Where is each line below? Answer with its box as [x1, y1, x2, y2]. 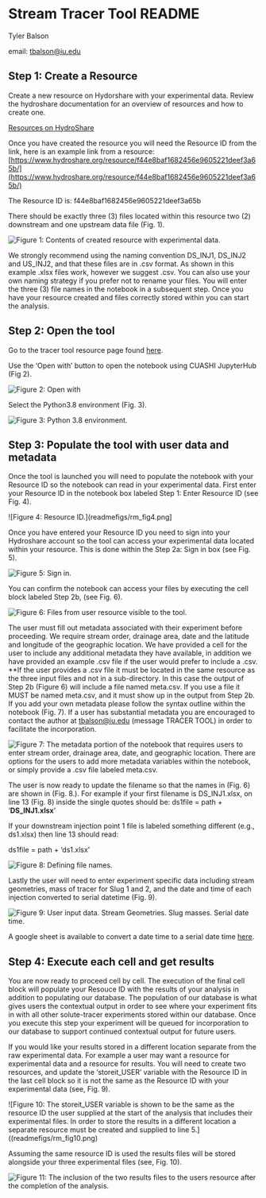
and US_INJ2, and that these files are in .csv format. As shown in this [8, 259, 234, 269]
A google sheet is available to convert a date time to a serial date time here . [8, 932, 255, 941]
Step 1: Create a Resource [8, 69, 138, 83]
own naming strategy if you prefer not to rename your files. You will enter [8, 276, 248, 285]
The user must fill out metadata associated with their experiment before [8, 623, 243, 632]
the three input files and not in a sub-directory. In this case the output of [8, 674, 245, 683]
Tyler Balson [8, 31, 49, 41]
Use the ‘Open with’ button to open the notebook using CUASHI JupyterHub [8, 361, 256, 370]
